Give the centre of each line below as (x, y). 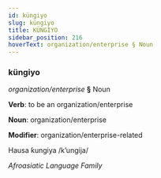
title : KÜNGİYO (33, 30)
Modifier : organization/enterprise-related (76, 135)
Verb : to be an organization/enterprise (71, 105)
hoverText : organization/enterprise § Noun (81, 45)
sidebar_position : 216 (45, 37)
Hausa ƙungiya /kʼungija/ (49, 150)
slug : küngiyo (32, 23)
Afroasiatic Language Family (55, 165)
